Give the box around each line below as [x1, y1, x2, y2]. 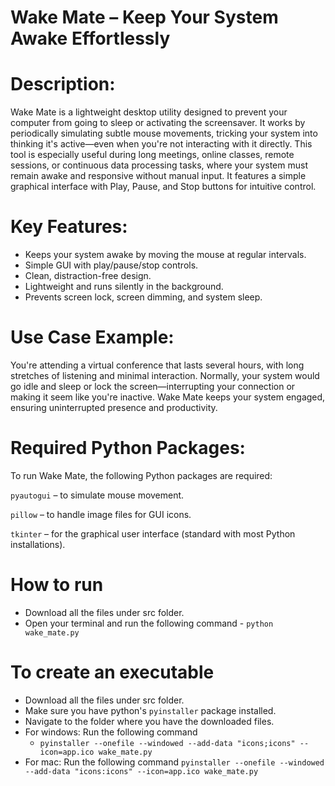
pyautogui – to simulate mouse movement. [10, 489, 185, 501]
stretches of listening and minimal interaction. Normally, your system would [10, 370, 320, 381]
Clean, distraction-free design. [24, 270, 152, 282]
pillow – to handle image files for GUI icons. [10, 508, 192, 520]
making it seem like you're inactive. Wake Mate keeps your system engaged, [10, 391, 326, 403]
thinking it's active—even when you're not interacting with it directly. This [10, 138, 313, 150]
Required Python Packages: [10, 437, 246, 460]
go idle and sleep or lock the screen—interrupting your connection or [10, 381, 296, 392]
